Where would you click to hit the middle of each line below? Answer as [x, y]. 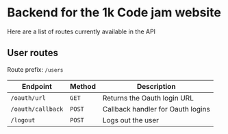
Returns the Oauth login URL [148, 98]
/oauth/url [28, 98]
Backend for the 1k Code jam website [114, 13]
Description [156, 86]
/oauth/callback [37, 109]
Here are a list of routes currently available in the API [81, 31]
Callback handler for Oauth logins [156, 109]
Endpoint [37, 86]
